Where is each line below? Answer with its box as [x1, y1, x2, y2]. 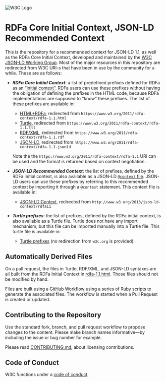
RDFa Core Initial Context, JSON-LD [5, 22, 155, 33]
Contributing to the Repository [5, 311, 102, 319]
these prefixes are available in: [12, 101, 75, 107]
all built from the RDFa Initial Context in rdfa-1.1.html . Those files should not [5, 271, 159, 277]
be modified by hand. [5, 276, 49, 282]
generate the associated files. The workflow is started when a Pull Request [5, 291, 158, 297]
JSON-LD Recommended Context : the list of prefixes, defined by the [12, 168, 155, 174]
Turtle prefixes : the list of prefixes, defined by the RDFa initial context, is [12, 212, 161, 218]
